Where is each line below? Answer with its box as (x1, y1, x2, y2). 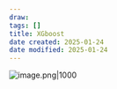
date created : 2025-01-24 (9, 37, 104, 47)
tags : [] (9, 21, 41, 30)
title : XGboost (9, 29, 65, 38)
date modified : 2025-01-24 (9, 46, 108, 55)
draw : (9, 12, 29, 22)
